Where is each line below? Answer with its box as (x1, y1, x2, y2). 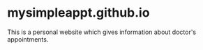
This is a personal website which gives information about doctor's (7, 28, 197, 36)
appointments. (7, 35, 49, 43)
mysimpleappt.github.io (7, 5, 150, 21)
